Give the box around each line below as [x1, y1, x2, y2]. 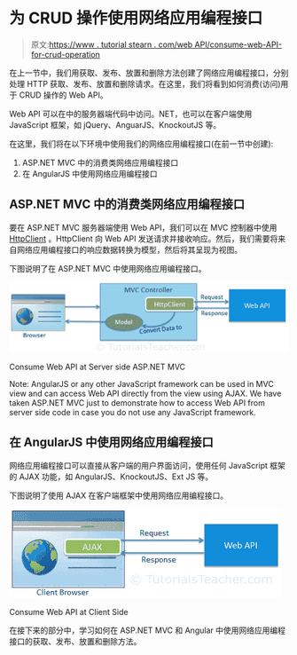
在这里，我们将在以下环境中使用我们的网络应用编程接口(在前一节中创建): [9, 138, 274, 149]
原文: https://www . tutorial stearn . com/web [30, 39, 193, 50]
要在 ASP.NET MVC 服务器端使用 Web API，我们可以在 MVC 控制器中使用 [9, 222, 277, 233]
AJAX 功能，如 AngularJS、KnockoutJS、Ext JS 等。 [19, 471, 214, 482]
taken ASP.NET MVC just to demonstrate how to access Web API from [9, 397, 266, 408]
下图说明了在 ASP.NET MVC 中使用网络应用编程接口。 [9, 263, 207, 273]
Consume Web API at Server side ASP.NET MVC [9, 361, 186, 372]
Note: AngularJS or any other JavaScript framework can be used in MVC [9, 378, 275, 389]
